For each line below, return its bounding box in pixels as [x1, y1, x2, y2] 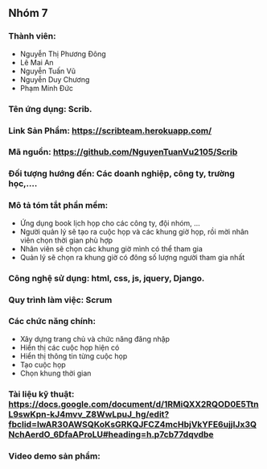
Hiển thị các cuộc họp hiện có [19, 342, 120, 352]
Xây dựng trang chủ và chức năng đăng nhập [19, 334, 170, 343]
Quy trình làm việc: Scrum [8, 294, 113, 305]
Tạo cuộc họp [19, 359, 66, 369]
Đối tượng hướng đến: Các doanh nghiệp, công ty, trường [8, 168, 236, 180]
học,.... [8, 178, 38, 189]
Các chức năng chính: [8, 316, 97, 327]
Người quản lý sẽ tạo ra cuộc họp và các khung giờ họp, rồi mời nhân [19, 226, 249, 236]
